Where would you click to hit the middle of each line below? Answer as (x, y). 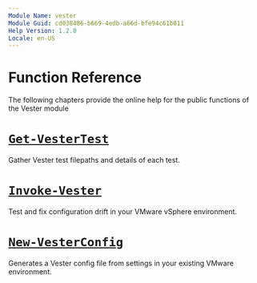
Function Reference (75, 78)
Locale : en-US (32, 38)
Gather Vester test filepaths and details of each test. (94, 160)
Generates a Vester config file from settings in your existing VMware (121, 263)
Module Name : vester (43, 16)
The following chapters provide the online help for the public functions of (129, 100)
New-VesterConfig (66, 243)
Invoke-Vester (55, 191)
